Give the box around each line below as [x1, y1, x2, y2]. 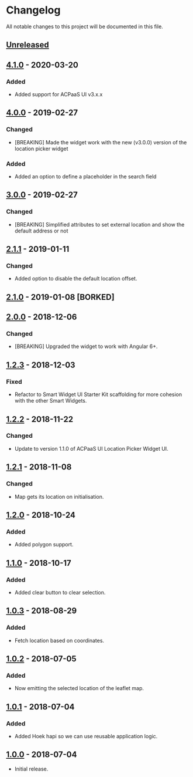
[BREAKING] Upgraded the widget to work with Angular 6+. [14, 343, 158, 350]
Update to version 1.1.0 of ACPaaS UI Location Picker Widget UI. [14, 445, 168, 452]
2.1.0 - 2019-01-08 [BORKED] [6, 292, 115, 302]
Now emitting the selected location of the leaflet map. [14, 685, 144, 692]
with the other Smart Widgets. [14, 397, 87, 404]
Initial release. [14, 765, 49, 772]
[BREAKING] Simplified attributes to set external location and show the [14, 221, 185, 228]
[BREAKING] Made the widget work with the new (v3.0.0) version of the [14, 138, 187, 146]
